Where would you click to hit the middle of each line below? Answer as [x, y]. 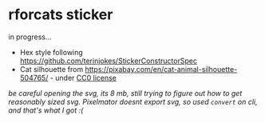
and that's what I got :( [46, 110]
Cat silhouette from [51, 69]
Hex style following [51, 52]
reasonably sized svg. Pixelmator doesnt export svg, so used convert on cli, [133, 101]
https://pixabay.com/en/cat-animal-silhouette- [161, 69]
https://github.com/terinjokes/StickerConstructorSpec [109, 61]
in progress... [30, 37]
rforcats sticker [61, 15]
